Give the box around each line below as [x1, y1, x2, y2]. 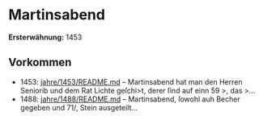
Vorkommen [8, 56, 72, 69]
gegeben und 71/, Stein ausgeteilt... [19, 102, 138, 112]
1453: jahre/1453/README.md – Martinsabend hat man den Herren [19, 77, 243, 86]
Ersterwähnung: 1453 [8, 32, 83, 42]
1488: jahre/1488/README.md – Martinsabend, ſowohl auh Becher [19, 94, 240, 104]
